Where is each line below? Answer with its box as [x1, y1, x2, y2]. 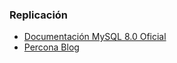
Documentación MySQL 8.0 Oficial [23, 31, 167, 43]
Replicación [9, 8, 69, 22]
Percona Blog [23, 41, 80, 53]
